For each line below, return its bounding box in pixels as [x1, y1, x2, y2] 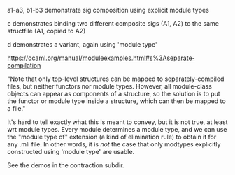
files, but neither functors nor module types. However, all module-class [7, 82, 212, 90]
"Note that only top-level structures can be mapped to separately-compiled [7, 75, 225, 83]
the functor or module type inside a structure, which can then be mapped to [7, 97, 226, 105]
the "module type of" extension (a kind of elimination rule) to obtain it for [7, 132, 217, 141]
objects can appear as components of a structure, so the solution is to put [7, 90, 220, 98]
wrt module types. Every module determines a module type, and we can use [7, 125, 227, 133]
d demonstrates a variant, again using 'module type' [7, 40, 157, 48]
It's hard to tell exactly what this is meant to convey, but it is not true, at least [7, 118, 228, 126]
